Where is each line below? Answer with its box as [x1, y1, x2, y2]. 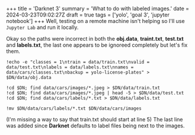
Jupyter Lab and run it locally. [6, 24, 79, 31]
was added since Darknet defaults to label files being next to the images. [6, 122, 185, 129]
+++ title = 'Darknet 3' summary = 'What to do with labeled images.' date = [6, 5, 190, 12]
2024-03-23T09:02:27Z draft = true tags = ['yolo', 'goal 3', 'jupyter [6, 11, 170, 18]
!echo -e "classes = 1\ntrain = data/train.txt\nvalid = [6, 59, 150, 65]
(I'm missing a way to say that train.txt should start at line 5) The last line [6, 116, 183, 123]
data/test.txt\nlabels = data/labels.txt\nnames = [6, 64, 134, 70]
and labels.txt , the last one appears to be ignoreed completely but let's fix [6, 41, 188, 48]
